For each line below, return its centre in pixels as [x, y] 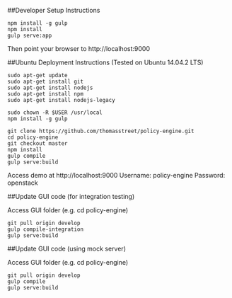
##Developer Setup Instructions [54, 10]
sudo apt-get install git [45, 81]
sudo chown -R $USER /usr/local [55, 113]
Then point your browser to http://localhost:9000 [79, 48]
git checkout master [38, 144]
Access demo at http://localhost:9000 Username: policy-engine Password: [116, 175]
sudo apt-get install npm [45, 94]
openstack [23, 183]
